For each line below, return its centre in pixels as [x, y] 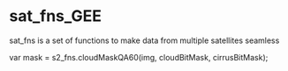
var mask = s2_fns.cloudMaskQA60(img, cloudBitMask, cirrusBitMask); [139, 57]
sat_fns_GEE [56, 16]
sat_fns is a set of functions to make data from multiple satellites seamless [144, 40]
